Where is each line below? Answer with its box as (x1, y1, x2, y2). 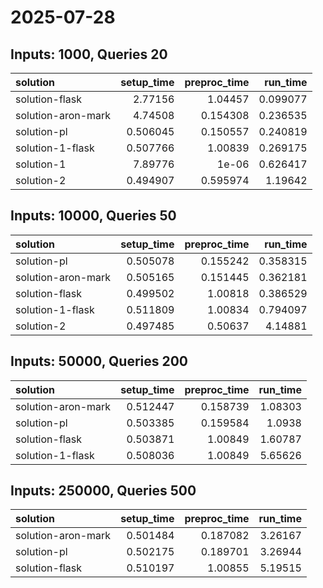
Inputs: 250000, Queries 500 (10, 482, 197, 500)
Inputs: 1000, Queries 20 (10, 46, 168, 63)
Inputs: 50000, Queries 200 (10, 353, 189, 370)
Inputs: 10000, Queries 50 (10, 207, 177, 225)
